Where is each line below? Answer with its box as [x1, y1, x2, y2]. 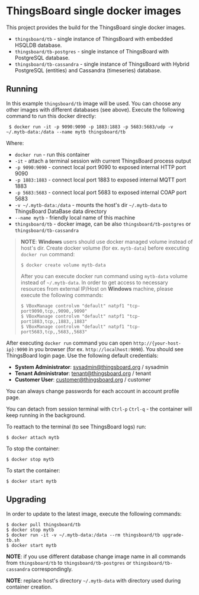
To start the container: [6, 467, 60, 474]
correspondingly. [31, 565, 73, 572]
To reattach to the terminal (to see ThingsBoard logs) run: [6, 423, 146, 430]
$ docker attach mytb [6, 434, 60, 440]
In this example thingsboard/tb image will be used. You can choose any [6, 100, 181, 107]
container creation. [6, 583, 53, 590]
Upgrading [6, 494, 46, 505]
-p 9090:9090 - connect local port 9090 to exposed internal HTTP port [14, 163, 187, 170]
